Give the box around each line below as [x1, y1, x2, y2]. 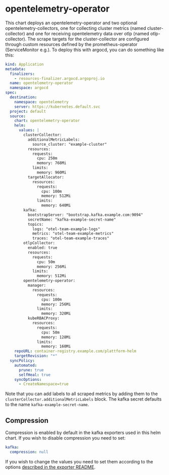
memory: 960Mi [37, 170, 67, 175]
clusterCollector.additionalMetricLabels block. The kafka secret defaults [5, 396, 162, 402]
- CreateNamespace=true [18, 381, 69, 387]
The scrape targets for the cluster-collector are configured [27, 36, 149, 42]
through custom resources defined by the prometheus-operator [5, 41, 138, 47]
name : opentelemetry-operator [10, 80, 73, 86]
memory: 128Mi [41, 334, 71, 339]
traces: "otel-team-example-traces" [32, 236, 109, 241]
